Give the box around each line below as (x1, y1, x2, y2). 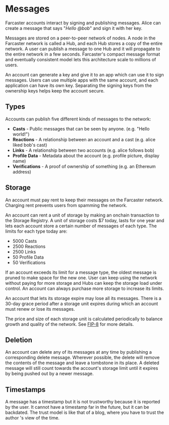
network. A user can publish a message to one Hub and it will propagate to (5, 46, 160, 52)
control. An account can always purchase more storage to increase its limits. (5, 285, 164, 291)
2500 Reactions (12, 243, 46, 249)
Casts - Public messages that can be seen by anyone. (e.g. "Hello (12, 125, 150, 132)
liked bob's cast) (12, 142, 47, 148)
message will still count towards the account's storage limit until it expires (5, 365, 158, 371)
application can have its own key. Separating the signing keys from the (5, 82, 152, 89)
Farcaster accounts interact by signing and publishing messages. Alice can (5, 20, 161, 26)
